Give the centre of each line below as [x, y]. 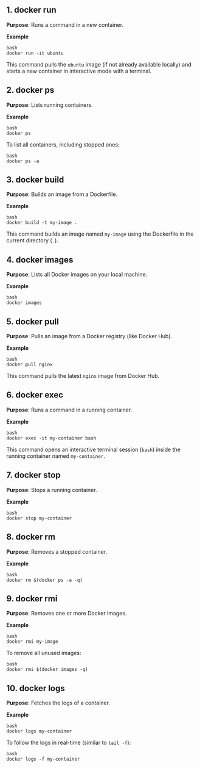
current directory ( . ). [33, 241]
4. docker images [40, 260]
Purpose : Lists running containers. [50, 105]
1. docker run [31, 10]
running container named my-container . [56, 456]
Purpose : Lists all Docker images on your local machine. [77, 275]
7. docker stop [33, 475]
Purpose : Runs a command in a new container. [65, 24]
